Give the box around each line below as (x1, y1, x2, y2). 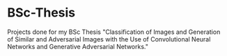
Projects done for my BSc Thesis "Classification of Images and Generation (7, 28, 221, 36)
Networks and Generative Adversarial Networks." (7, 42, 148, 50)
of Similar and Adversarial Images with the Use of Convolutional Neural (7, 35, 211, 43)
